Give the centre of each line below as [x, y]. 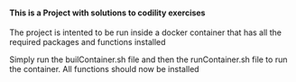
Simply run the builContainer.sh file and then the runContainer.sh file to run [148, 59]
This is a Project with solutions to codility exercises [107, 13]
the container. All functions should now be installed [105, 69]
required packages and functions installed [88, 42]
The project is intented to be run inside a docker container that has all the [146, 32]
